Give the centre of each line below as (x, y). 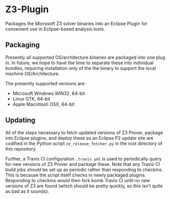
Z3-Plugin (27, 9)
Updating (20, 120)
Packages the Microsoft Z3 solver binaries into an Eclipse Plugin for (76, 23)
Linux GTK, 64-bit (31, 98)
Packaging (22, 45)
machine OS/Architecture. (32, 73)
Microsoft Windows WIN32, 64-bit (49, 93)
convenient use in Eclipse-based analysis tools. (55, 29)
